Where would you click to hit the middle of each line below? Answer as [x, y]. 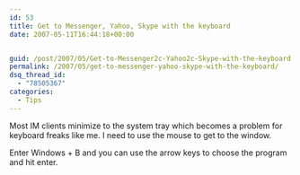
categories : [31, 92]
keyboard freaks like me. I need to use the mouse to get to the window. [141, 135]
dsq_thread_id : [38, 75]
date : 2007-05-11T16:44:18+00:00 [72, 34]
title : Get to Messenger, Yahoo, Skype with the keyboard [120, 26]
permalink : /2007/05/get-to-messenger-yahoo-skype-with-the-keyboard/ [144, 67]
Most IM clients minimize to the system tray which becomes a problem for [146, 126]
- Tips [30, 100]
